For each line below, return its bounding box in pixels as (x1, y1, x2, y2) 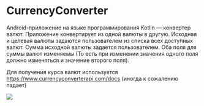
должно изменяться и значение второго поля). (6, 56, 130, 64)
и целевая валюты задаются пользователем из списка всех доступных (6, 37, 193, 44)
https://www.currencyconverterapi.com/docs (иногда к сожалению (6, 75, 179, 82)
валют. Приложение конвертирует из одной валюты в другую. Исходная (6, 30, 197, 37)
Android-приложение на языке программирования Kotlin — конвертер (6, 24, 191, 31)
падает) (6, 81, 27, 89)
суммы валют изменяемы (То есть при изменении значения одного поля (6, 50, 198, 57)
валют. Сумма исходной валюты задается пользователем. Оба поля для (6, 44, 197, 51)
